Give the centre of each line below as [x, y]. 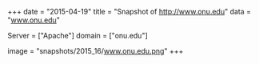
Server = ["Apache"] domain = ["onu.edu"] [78, 36]
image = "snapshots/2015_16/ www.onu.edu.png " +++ [96, 51]
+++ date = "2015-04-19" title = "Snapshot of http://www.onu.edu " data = [129, 12]
